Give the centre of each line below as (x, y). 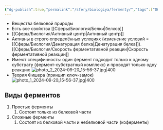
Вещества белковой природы (42, 23)
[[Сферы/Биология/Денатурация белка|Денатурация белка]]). (76, 44)
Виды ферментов (32, 95)
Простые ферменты (32, 107)
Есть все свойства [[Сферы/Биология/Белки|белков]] (67, 28)
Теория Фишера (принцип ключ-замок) (53, 75)
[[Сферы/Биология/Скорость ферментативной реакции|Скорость (80, 49)
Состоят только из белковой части (55, 112)
